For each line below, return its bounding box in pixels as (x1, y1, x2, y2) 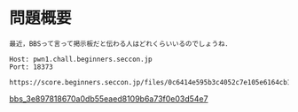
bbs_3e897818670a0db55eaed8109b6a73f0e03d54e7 (9, 93, 208, 104)
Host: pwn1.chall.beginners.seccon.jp (9, 55, 153, 63)
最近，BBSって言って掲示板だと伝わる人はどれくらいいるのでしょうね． (9, 39, 232, 49)
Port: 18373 (9, 63, 53, 71)
